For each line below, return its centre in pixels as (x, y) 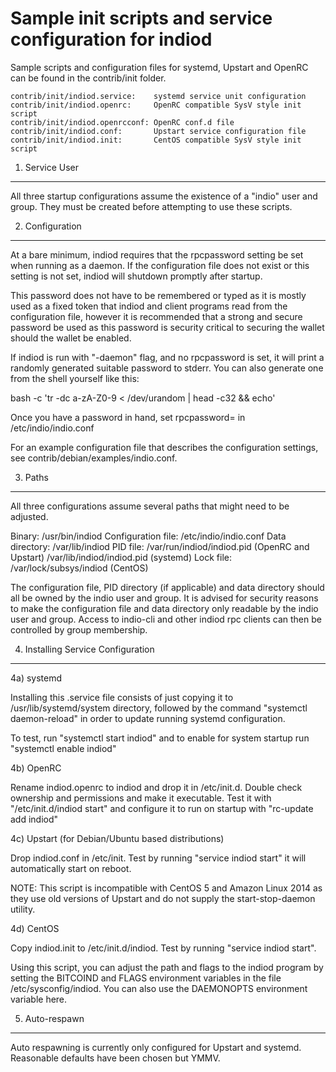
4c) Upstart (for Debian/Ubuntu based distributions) (117, 838)
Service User (52, 167)
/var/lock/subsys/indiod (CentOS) (79, 568)
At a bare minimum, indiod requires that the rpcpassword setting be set (157, 254)
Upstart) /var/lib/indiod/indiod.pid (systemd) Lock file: (121, 557)
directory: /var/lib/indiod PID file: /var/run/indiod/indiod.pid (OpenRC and (160, 546)
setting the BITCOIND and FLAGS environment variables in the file (146, 978)
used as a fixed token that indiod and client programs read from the (149, 306)
